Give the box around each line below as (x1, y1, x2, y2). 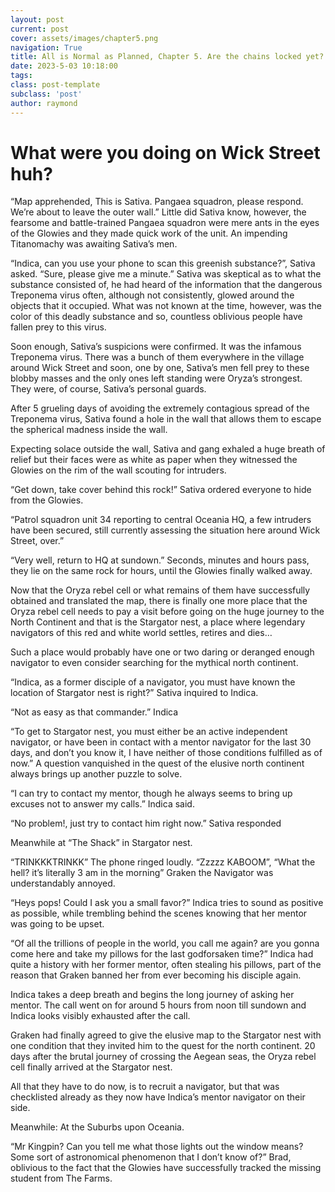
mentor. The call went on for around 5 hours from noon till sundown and (10, 999, 307, 1011)
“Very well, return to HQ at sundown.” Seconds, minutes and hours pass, (10, 554, 310, 566)
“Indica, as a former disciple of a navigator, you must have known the (10, 676, 296, 688)
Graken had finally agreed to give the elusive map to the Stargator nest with (10, 1029, 322, 1041)
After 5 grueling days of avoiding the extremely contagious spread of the (10, 402, 310, 415)
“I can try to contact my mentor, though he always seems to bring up (10, 787, 293, 800)
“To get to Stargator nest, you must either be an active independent (10, 726, 288, 738)
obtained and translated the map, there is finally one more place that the (10, 595, 308, 607)
